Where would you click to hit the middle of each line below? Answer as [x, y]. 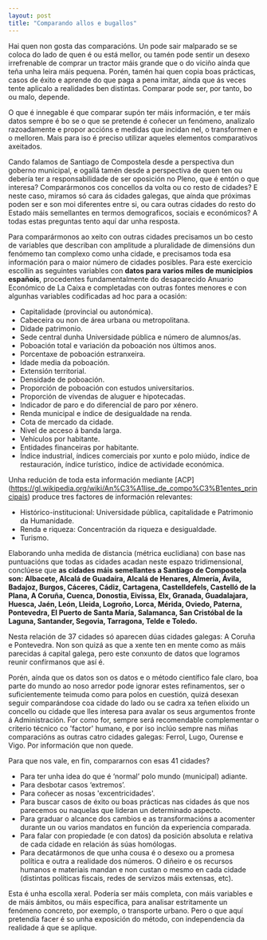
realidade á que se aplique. [53, 927]
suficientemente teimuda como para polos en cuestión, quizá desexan [124, 694]
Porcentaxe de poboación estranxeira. [82, 354]
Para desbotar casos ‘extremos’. [73, 784]
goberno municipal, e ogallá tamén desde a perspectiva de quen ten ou [126, 170]
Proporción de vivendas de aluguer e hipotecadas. [102, 396]
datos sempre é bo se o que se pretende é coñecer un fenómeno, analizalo [132, 121]
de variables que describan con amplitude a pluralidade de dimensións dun [132, 245]
